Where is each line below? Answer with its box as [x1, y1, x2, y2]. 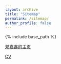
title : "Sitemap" [5, 12, 41, 16]
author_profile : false [5, 20, 51, 26]
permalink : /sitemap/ [5, 16, 49, 21]
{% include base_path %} [5, 34, 57, 40]
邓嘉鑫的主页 [5, 44, 31, 50]
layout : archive [5, 7, 38, 12]
